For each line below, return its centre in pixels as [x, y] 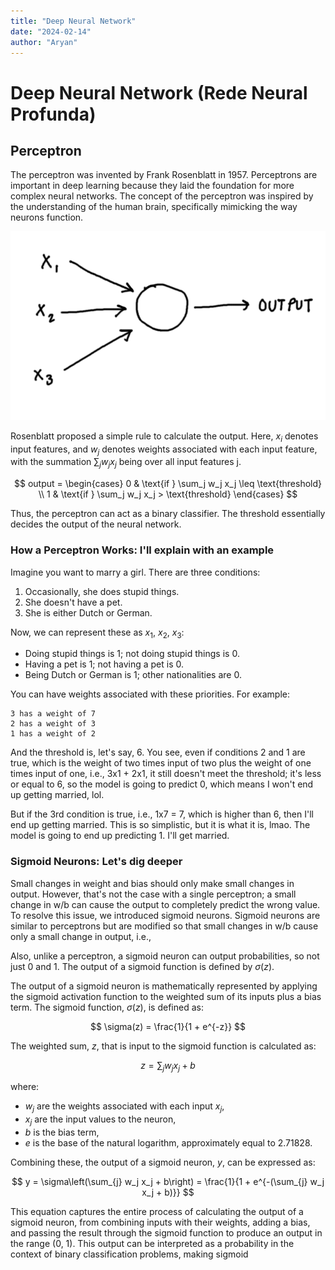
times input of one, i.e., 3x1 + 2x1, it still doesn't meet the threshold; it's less [166, 774]
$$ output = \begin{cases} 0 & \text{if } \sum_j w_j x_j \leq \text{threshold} [167, 484]
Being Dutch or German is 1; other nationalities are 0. [133, 675]
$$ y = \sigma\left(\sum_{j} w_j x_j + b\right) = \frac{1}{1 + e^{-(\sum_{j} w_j [168, 1182]
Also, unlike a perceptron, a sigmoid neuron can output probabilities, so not [165, 956]
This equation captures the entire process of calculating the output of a [157, 1212]
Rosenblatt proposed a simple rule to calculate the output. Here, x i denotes [164, 437]
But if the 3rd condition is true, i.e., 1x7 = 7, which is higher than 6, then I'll [162, 814]
